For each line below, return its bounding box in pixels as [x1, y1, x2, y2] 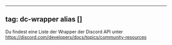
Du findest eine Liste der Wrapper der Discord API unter [5, 29, 123, 35]
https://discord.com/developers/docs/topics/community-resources [5, 34, 147, 40]
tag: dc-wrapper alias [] [5, 15, 82, 24]
